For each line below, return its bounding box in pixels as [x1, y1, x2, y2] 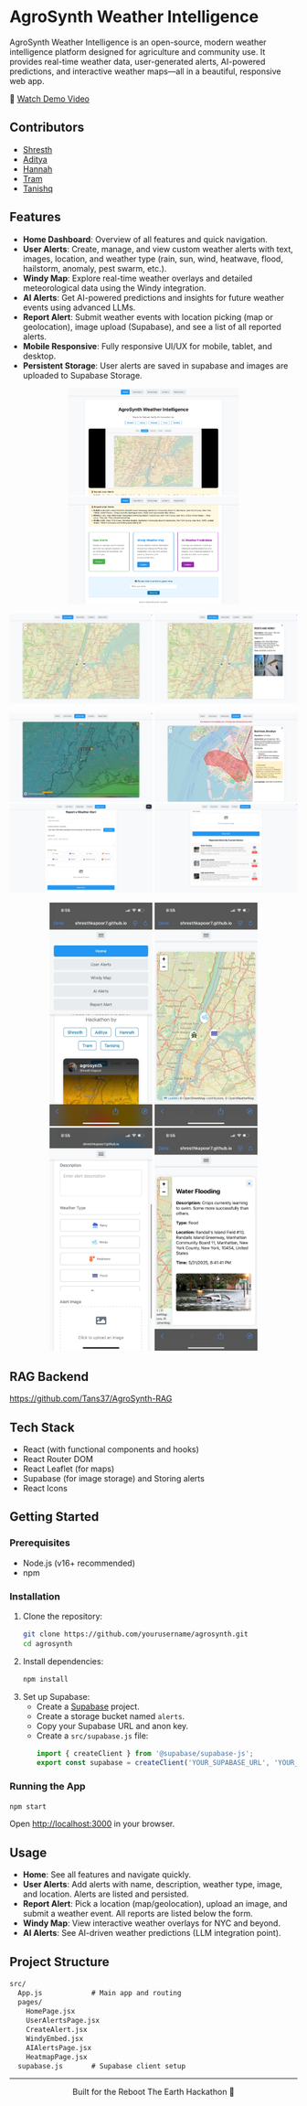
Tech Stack [9, 1419, 75, 1435]
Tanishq [22, 183, 53, 194]
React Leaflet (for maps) [22, 1463, 115, 1474]
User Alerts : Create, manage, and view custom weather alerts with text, [22, 243, 294, 254]
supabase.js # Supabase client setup [17, 2062, 185, 2071]
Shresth [22, 144, 53, 155]
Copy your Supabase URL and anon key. [36, 1720, 189, 1731]
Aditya [22, 154, 48, 165]
